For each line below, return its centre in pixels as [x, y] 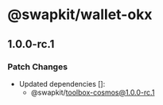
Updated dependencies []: [62, 84]
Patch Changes [38, 67]
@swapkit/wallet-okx [80, 15]
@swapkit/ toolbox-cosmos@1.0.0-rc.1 [93, 92]
